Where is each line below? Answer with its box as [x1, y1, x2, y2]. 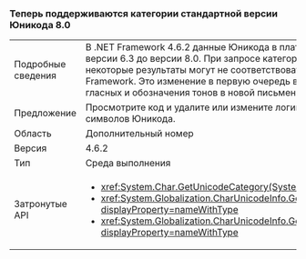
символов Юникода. [85, 113, 176, 125]
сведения [14, 69, 57, 82]
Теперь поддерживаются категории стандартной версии [9, 7, 278, 20]
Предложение [14, 107, 77, 120]
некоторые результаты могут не [85, 64, 229, 76]
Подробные [14, 58, 66, 71]
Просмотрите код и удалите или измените [85, 101, 273, 114]
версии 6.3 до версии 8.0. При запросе [85, 53, 261, 65]
